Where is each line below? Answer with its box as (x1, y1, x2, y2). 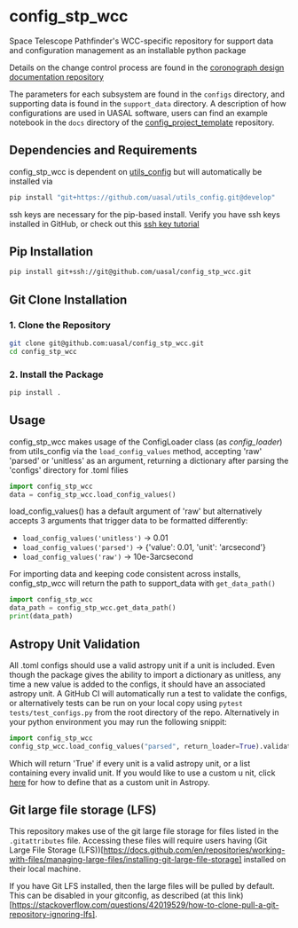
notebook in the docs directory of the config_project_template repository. (9, 117, 275, 128)
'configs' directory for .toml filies (9, 464, 129, 476)
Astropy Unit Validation (9, 636, 140, 651)
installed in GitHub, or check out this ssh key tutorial (9, 218, 200, 229)
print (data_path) (9, 612, 74, 621)
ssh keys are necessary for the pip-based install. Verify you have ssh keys (9, 208, 281, 219)
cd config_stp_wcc (9, 347, 77, 356)
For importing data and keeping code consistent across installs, (9, 569, 241, 579)
